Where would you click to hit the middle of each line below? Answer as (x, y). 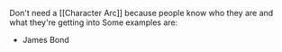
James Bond (45, 40)
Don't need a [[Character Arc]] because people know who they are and (141, 13)
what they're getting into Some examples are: (94, 22)
